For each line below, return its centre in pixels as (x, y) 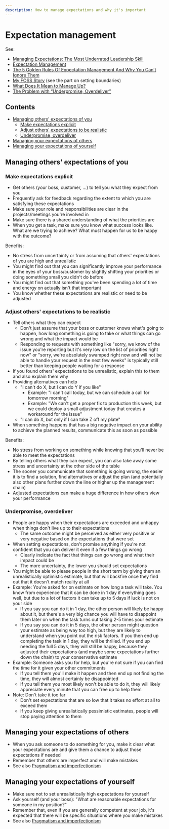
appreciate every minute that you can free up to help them (81, 689)
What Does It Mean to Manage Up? (49, 86)
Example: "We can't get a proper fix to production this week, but (95, 404)
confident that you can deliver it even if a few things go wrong (77, 549)
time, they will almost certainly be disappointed (69, 679)
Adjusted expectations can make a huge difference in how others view (86, 493)
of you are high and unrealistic (44, 261)
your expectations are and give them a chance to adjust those (77, 749)
